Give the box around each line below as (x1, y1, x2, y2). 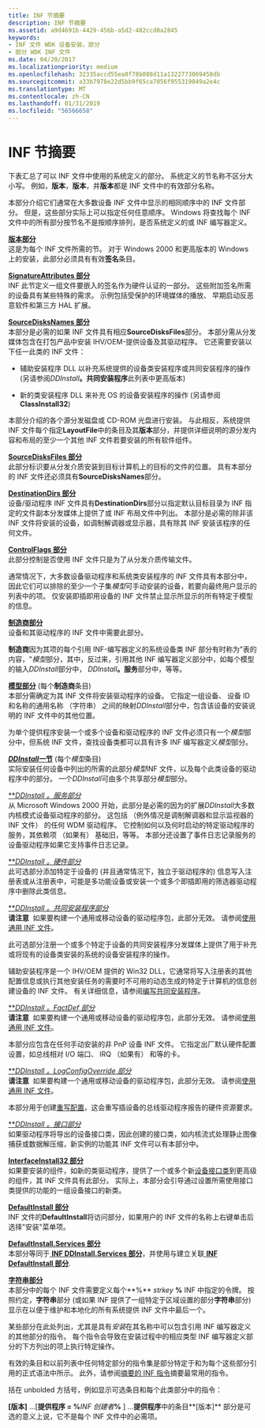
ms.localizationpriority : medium (8, 63, 118, 71)
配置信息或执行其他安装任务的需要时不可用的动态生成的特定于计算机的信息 (8, 976, 250, 986)
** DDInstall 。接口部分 (8, 1119, 81, 1129)
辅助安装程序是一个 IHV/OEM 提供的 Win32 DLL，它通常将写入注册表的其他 (8, 966, 252, 975)
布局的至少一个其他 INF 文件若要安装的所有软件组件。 (21, 435, 196, 445)
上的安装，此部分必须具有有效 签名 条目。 (8, 254, 140, 263)
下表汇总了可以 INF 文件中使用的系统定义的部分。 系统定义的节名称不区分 (8, 171, 247, 180)
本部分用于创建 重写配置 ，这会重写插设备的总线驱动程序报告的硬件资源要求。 (8, 1103, 257, 1112)
